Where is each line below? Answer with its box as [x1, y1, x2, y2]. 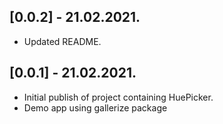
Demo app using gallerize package [23, 101, 168, 114]
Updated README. [23, 35, 102, 47]
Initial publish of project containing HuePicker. [23, 91, 214, 103]
